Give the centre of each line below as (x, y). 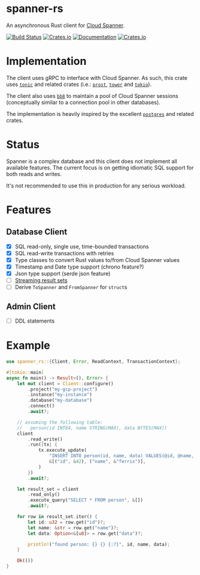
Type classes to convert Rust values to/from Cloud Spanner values (97, 260)
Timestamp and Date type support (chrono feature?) (79, 267)
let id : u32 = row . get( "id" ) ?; (67, 522)
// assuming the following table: (60, 422)
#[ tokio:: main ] (25, 372)
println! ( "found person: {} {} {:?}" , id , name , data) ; (99, 544)
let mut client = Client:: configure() (65, 383)
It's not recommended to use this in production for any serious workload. (96, 186)
